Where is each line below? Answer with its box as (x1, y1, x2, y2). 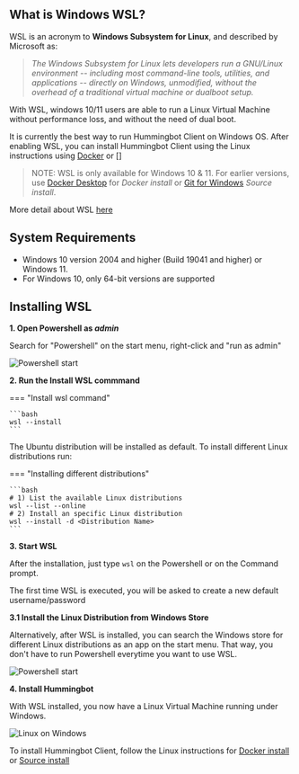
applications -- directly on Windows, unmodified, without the (31, 76, 258, 88)
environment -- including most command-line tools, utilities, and (31, 67, 270, 78)
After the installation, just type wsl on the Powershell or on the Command (9, 558, 279, 569)
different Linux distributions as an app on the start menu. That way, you (9, 639, 274, 650)
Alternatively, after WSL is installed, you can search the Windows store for (9, 629, 284, 641)
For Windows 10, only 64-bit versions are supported (22, 273, 215, 284)
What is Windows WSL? (9, 7, 146, 22)
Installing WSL (9, 299, 92, 315)
